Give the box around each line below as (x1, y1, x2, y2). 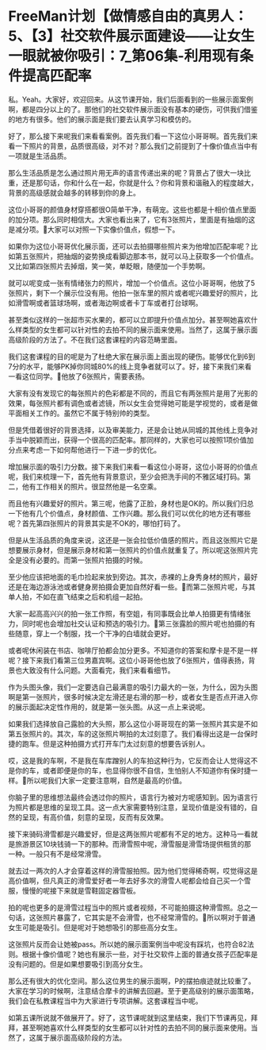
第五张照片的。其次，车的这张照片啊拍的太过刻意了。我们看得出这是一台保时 (8, 728, 258, 739)
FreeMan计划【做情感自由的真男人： (8, 7, 248, 25)
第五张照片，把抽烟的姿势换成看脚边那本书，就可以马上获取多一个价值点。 (14, 251, 258, 261)
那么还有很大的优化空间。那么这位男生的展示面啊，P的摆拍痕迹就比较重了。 (8, 976, 256, 986)
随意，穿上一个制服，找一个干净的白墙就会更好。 (14, 628, 175, 638)
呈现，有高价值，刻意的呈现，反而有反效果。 (21, 812, 168, 822)
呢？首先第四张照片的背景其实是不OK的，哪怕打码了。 (8, 518, 185, 528)
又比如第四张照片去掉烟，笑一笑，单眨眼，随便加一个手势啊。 (8, 261, 210, 271)
